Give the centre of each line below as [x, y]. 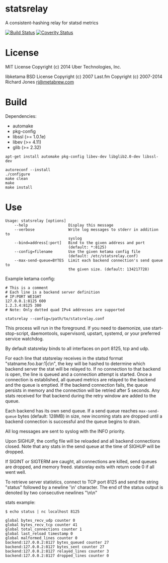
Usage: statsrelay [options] [36, 221]
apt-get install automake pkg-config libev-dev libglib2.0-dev [73, 157]
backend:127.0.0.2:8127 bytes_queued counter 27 [57, 542]
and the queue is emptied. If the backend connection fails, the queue [77, 385]
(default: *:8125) [88, 247]
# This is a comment [27, 288]
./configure [18, 174]
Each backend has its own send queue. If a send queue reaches [71, 410]
